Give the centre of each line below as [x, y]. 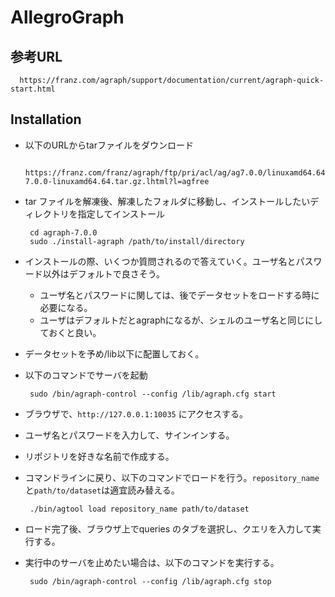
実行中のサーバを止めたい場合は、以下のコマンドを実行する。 [152, 562]
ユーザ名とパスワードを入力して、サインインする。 [129, 435]
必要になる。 [66, 307]
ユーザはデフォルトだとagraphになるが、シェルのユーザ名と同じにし [181, 320]
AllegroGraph [67, 17]
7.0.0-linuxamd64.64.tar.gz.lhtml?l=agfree [117, 181]
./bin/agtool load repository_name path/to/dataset [139, 509]
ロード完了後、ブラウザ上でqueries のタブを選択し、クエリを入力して [168, 528]
